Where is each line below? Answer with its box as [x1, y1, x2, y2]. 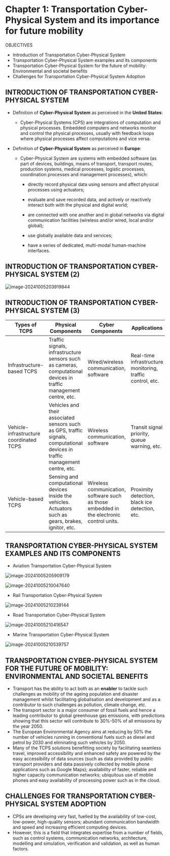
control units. [88, 518, 119, 525]
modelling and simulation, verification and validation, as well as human [12, 840, 160, 846]
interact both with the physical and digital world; [27, 202, 128, 208]
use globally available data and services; [27, 232, 113, 238]
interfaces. [27, 247, 51, 253]
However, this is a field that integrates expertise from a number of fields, [12, 829, 163, 836]
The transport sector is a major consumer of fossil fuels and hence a [12, 707, 156, 713]
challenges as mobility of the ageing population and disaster [12, 691, 139, 697]
